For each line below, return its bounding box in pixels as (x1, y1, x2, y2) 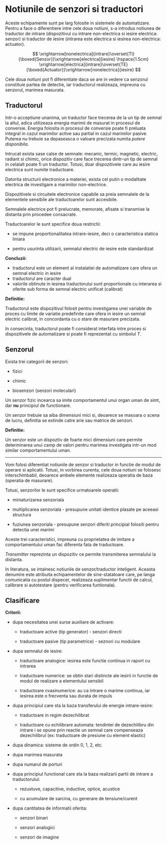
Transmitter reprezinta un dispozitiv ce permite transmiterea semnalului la (5, 551, 156, 557)
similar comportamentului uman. (5, 447, 71, 453)
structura (12, 511, 31, 517)
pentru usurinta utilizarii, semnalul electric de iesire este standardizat (12, 245, 154, 251)
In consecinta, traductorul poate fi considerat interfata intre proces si (5, 325, 147, 332)
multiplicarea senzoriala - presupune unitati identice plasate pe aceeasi (12, 506, 159, 512)
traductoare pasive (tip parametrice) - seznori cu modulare (19, 638, 141, 644)
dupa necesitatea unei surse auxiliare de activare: (12, 619, 114, 625)
